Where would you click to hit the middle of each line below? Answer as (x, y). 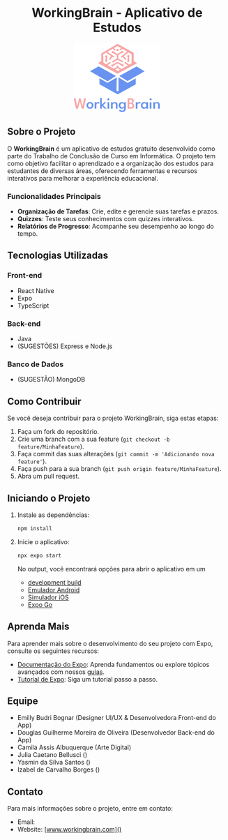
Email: (26, 822)
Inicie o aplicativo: (43, 541)
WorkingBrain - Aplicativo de (117, 13)
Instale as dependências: (53, 515)
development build (54, 582)
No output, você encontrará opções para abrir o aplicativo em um (111, 569)
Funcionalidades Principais (54, 196)
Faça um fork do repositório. (58, 432)
